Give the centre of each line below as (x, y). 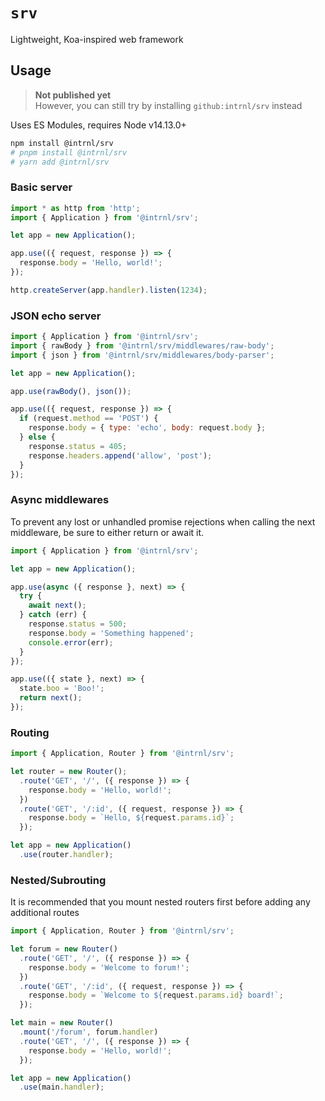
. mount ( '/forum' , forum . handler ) (89, 1032)
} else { (37, 437)
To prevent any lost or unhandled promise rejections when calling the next (163, 521)
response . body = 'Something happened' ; (111, 633)
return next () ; (51, 698)
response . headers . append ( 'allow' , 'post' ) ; (120, 455)
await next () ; (57, 605)
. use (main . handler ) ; (62, 1087)
